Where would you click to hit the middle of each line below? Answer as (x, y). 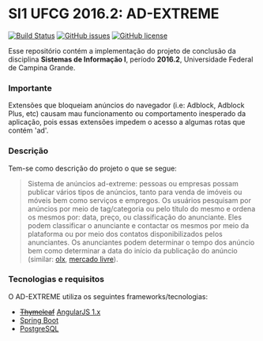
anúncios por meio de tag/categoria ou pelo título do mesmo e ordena (141, 208)
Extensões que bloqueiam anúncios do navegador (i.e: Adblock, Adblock (126, 105)
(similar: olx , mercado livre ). (73, 259)
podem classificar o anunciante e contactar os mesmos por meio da (138, 225)
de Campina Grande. (42, 67)
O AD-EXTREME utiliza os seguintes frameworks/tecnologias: (108, 296)
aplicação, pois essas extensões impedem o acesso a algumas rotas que (127, 122)
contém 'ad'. (28, 130)
